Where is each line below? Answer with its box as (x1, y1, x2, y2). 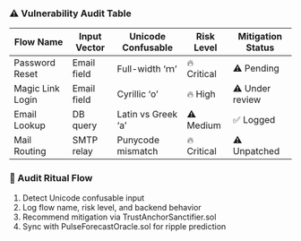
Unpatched (232, 145, 280, 158)
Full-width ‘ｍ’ (116, 63, 177, 75)
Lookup (13, 119, 47, 132)
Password (13, 56, 56, 69)
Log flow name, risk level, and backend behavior (21, 202, 202, 212)
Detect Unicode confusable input (21, 192, 145, 203)
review (232, 93, 262, 106)
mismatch (116, 145, 159, 158)
